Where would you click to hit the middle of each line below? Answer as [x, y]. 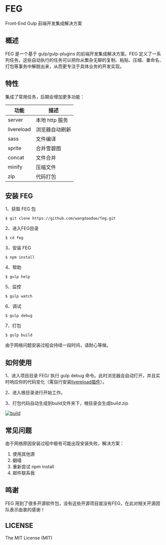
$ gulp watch [19, 296]
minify [15, 167]
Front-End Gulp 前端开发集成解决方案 [44, 23]
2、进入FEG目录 [22, 229]
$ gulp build [19, 335]
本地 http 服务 [52, 120]
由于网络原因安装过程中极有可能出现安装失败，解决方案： [65, 443]
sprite [15, 148]
